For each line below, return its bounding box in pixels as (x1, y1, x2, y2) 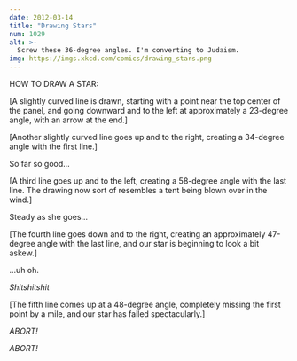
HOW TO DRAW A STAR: (9, 79, 99, 89)
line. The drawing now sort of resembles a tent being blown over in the (9, 185, 268, 195)
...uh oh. (9, 265, 40, 275)
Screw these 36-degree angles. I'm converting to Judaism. (17, 46, 240, 55)
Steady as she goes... (9, 212, 89, 222)
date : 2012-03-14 (9, 12, 74, 22)
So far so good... (9, 159, 71, 169)
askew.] (9, 247, 38, 258)
